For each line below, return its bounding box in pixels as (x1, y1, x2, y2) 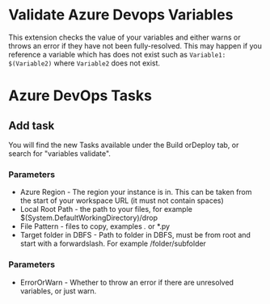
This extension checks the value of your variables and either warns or (8, 32, 241, 42)
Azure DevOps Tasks (8, 87, 152, 105)
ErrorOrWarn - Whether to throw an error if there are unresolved (19, 277, 234, 287)
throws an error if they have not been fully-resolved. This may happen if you (8, 40, 263, 50)
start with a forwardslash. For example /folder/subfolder (19, 239, 206, 248)
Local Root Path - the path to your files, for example (19, 205, 192, 214)
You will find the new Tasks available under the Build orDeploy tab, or (8, 140, 239, 150)
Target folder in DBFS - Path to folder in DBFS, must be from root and (19, 230, 251, 240)
